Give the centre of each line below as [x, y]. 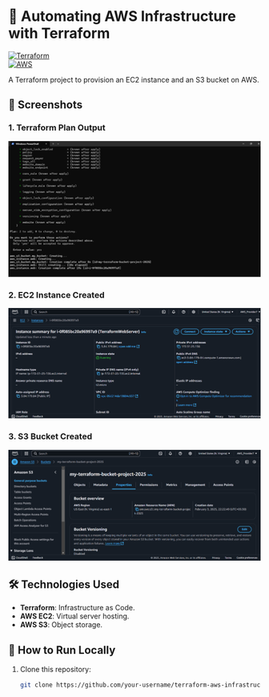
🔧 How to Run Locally [62, 650]
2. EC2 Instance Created [56, 294]
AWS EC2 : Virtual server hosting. [74, 616]
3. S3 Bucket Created [50, 436]
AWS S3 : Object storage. [61, 625]
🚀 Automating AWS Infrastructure [122, 16]
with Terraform [59, 33]
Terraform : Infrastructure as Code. [77, 608]
